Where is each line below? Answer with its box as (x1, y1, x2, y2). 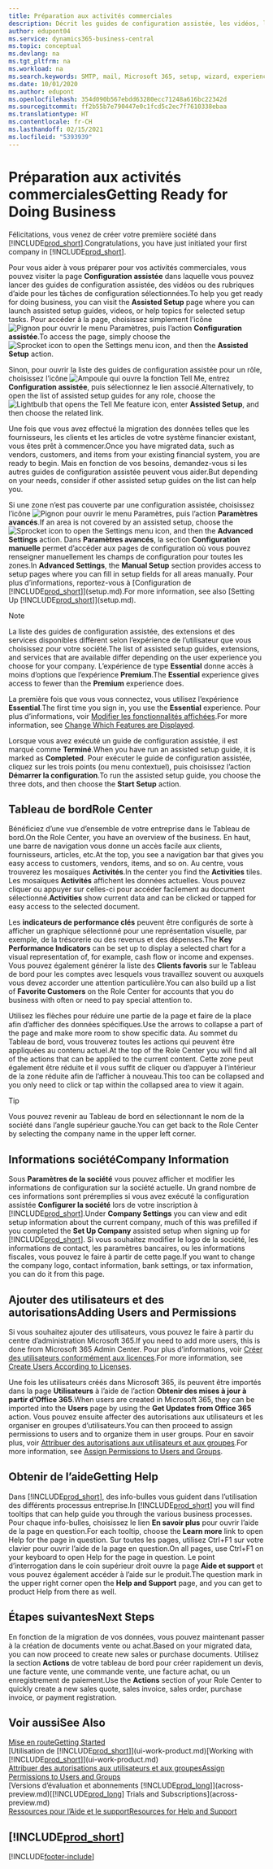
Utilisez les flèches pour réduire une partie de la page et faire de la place (8, 1011, 252, 1021)
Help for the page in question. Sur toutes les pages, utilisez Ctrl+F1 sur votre (8, 1535, 264, 1544)
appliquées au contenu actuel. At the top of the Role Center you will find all (8, 1046, 258, 1056)
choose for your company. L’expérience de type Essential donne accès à (8, 660, 253, 671)
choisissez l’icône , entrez (8, 373, 230, 383)
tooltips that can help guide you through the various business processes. (8, 1509, 253, 1518)
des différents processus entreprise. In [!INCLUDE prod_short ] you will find (8, 1500, 255, 1510)
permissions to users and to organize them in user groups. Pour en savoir (8, 1429, 254, 1439)
